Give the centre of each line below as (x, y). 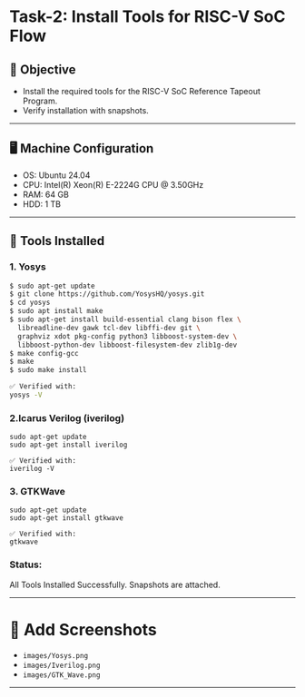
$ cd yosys (30, 303)
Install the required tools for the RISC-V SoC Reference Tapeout (142, 91)
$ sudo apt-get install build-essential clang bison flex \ (126, 319)
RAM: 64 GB (46, 194)
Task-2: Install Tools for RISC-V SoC (148, 17)
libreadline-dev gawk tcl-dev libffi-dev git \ (109, 328)
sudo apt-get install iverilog (69, 445)
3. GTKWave (38, 492)
